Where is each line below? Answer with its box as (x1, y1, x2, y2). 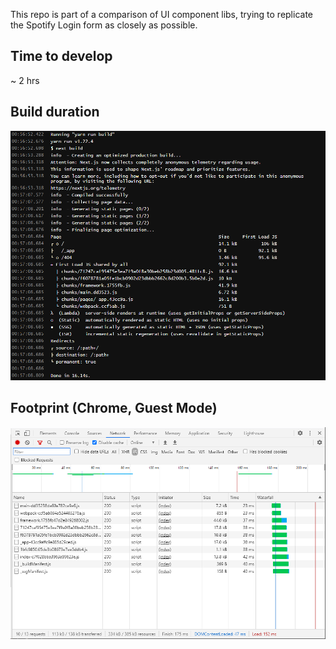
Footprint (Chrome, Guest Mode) (10, 400, 218, 417)
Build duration (10, 104, 100, 121)
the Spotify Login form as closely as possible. (10, 19, 198, 31)
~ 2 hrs (10, 74, 40, 86)
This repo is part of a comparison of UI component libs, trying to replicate (10, 9, 314, 20)
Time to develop (10, 48, 113, 65)
